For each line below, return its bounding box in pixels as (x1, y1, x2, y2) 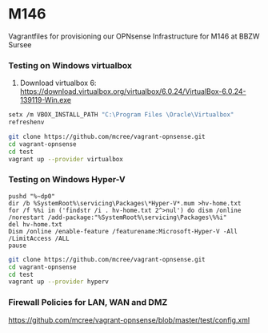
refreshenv (8, 118, 45, 127)
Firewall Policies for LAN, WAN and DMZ (8, 297, 168, 308)
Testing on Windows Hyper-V (8, 174, 126, 185)
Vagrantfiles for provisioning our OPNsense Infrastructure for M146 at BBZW (8, 31, 260, 41)
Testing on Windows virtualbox (8, 59, 132, 71)
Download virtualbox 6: (19, 78, 97, 88)
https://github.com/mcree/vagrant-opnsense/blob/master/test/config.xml (8, 315, 250, 325)
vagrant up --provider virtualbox (8, 155, 124, 163)
